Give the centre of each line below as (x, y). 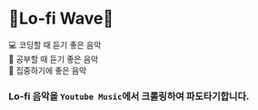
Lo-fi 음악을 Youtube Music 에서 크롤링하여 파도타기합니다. (129, 96)
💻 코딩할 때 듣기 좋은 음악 (55, 45)
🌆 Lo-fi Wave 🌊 (61, 19)
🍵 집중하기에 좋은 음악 (48, 70)
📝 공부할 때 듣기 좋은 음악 (54, 59)
